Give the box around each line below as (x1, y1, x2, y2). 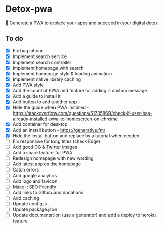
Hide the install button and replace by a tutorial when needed (12, 132, 140, 139)
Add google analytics (12, 173, 57, 178)
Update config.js (12, 201, 47, 207)
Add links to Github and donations (12, 190, 83, 196)
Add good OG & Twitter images (12, 144, 77, 150)
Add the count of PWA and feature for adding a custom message (12, 88, 147, 94)
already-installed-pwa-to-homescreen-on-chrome (12, 116, 118, 122)
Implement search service (12, 53, 67, 60)
